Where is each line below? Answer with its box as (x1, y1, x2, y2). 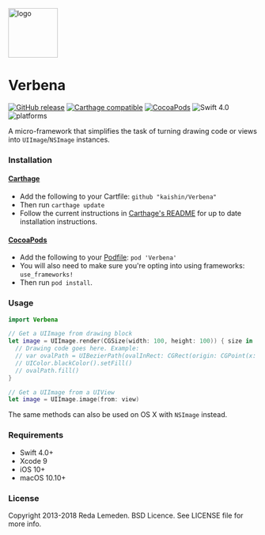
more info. (8, 518, 42, 529)
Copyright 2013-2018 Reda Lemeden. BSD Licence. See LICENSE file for (8, 510, 244, 520)
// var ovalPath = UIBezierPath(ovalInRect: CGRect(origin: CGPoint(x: (15, 352, 257, 360)
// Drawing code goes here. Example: (15, 344, 140, 353)
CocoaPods (8, 235, 47, 245)
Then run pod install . (19, 278, 93, 287)
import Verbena (8, 316, 59, 324)
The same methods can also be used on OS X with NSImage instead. (8, 410, 228, 419)
